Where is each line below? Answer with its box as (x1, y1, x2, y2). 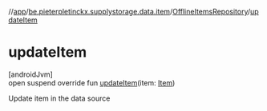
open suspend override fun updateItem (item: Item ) (8, 77, 176, 87)
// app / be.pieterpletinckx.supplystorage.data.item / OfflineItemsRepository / (8, 7, 251, 16)
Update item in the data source (8, 93, 111, 103)
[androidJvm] (8, 69, 54, 79)
